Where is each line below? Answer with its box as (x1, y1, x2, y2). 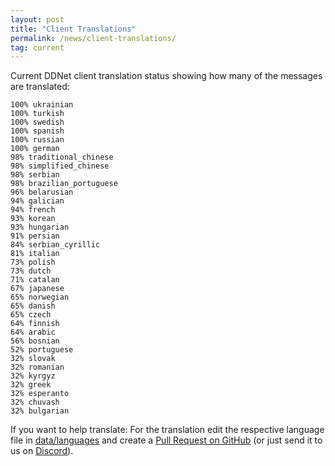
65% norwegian (10, 292, 70, 303)
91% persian (10, 231, 60, 241)
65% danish (10, 301, 56, 311)
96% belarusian (10, 187, 74, 198)
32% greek (10, 380, 52, 390)
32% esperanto (10, 389, 70, 399)
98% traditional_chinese (10, 152, 114, 163)
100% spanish (10, 126, 65, 136)
